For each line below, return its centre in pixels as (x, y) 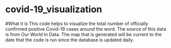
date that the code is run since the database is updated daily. (70, 40)
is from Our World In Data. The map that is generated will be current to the (84, 34)
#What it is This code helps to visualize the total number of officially (77, 23)
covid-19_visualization (54, 9)
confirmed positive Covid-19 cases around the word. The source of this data (86, 29)
